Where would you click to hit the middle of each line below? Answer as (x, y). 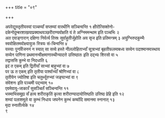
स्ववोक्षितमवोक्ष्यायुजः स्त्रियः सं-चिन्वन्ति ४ (37, 44)
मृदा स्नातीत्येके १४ (20, 105)
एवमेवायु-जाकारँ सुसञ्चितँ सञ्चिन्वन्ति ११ (37, 88)
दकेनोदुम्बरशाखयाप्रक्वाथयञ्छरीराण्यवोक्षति (37, 32)
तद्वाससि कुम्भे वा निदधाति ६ (27, 60)
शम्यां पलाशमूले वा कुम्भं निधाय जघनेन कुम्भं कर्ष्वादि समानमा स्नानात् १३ (60, 100)
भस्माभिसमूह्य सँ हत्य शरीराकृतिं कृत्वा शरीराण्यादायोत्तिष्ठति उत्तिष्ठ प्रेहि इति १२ (65, 94)
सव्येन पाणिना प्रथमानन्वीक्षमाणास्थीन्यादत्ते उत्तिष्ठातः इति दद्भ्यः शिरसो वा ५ (62, 55)
